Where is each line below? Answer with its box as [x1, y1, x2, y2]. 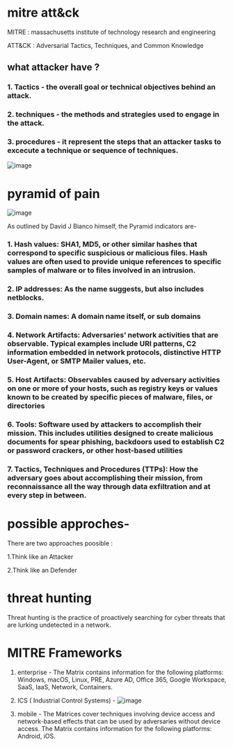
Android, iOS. [17, 732, 56, 740]
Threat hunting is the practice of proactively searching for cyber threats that [7, 613, 225, 621]
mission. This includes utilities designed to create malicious [7, 428, 214, 438]
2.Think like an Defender [7, 566, 78, 574]
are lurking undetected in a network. [7, 621, 111, 629]
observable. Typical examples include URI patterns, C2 [7, 339, 197, 349]
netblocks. [7, 293, 45, 303]
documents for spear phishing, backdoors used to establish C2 [7, 436, 225, 446]
